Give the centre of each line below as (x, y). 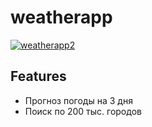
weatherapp (61, 17)
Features (38, 76)
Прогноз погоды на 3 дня (78, 100)
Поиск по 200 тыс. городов (83, 111)
